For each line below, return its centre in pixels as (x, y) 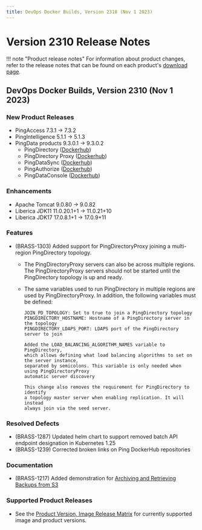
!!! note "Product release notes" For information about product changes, (96, 59)
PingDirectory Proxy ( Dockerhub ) (65, 156)
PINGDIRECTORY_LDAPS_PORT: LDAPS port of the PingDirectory (101, 329)
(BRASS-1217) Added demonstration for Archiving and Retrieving (96, 479)
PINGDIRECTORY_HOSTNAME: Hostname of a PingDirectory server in (107, 318)
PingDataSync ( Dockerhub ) (58, 163)
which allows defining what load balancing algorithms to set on (108, 355)
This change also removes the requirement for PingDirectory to (107, 387)
